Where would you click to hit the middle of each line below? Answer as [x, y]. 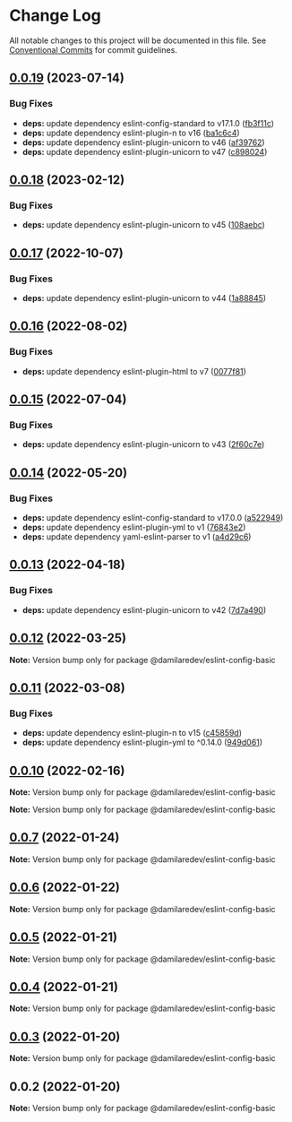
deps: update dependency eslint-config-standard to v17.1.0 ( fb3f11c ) [148, 123]
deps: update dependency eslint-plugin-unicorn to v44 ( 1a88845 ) [144, 298]
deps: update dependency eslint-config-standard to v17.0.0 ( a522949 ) [153, 518]
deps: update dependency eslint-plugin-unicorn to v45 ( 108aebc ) [144, 225]
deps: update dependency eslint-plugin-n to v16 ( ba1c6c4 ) [131, 133]
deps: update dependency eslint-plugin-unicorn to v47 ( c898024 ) [145, 151]
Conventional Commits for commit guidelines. [93, 49]
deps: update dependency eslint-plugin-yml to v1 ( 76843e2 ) [134, 527]
